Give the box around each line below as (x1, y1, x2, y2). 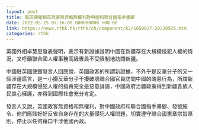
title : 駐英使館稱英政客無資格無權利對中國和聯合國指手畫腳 (6, 14, 135, 20)
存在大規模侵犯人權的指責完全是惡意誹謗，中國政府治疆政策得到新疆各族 (11, 83, 188, 90)
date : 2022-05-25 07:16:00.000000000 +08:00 (6, 20, 118, 26)
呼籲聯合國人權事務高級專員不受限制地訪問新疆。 (21, 55, 141, 62)
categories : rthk (6, 31, 49, 37)
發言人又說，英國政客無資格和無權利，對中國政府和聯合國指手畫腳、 (6, 103, 172, 110)
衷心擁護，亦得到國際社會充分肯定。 (11, 90, 99, 97)
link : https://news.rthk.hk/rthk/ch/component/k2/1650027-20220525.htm (6, 25, 187, 31)
